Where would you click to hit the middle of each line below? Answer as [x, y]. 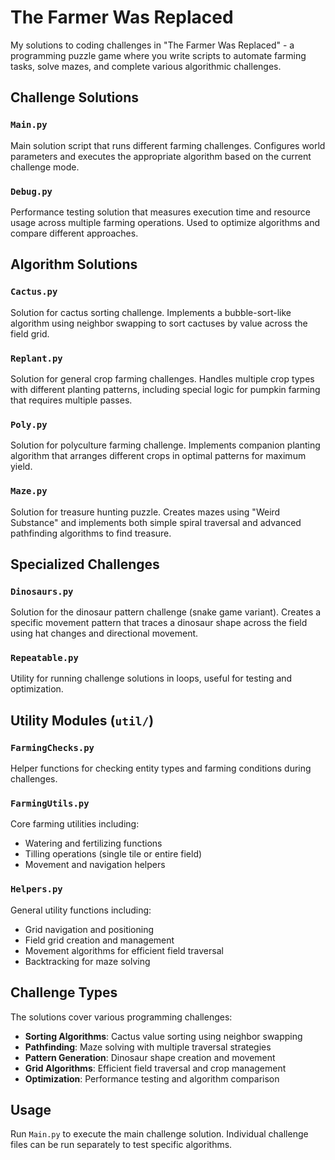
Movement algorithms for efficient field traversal [124, 950]
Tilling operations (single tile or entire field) [113, 854]
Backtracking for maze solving [87, 961]
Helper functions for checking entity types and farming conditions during [161, 768]
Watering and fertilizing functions [93, 843]
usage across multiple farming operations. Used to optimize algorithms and [165, 222]
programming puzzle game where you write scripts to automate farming [158, 55]
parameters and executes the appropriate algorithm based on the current [161, 156]
